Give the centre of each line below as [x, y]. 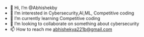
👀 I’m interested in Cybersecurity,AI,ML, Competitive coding [72, 13]
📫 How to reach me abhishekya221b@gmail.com [61, 29]
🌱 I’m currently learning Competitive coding [55, 18]
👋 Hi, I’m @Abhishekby [34, 8]
